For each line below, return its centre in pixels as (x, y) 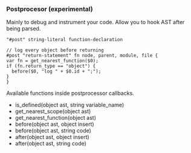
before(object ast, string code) (53, 131)
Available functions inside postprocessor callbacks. (70, 93)
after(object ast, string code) (50, 143)
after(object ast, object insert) (52, 137)
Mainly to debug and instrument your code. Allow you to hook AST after (95, 22)
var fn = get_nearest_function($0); (52, 61)
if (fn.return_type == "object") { (51, 66)
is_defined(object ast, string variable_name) (70, 105)
